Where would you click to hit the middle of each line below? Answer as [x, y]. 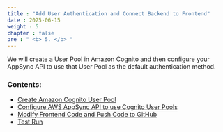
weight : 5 [23, 26]
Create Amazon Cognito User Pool [67, 100]
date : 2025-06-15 [34, 20]
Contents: [24, 85]
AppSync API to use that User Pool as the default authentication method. [111, 67]
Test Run [30, 122]
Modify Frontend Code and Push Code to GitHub [87, 115]
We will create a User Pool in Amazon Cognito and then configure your [109, 59]
